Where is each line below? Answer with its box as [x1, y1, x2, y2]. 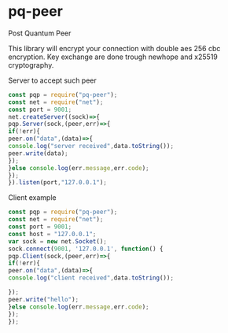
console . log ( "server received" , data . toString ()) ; [8, 142, 175, 150]
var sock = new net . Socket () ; [8, 237, 108, 246]
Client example [8, 193, 57, 202]
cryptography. [8, 60, 54, 69]
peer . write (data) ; [8, 149, 68, 157]
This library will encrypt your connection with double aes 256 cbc [8, 43, 221, 53]
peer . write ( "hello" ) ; [8, 295, 79, 303]
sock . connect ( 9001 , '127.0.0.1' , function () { [8, 245, 164, 253]
